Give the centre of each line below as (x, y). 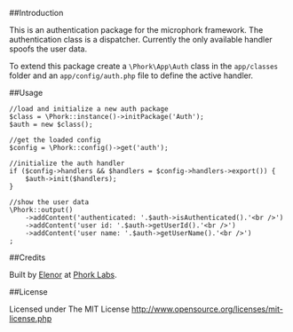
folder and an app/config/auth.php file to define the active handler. (131, 75)
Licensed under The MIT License (70, 309)
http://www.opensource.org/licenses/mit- (208, 309)
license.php (31, 318)
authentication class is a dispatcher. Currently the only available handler (141, 40)
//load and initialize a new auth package (89, 109)
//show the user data (49, 202)
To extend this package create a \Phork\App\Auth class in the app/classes (143, 66)
